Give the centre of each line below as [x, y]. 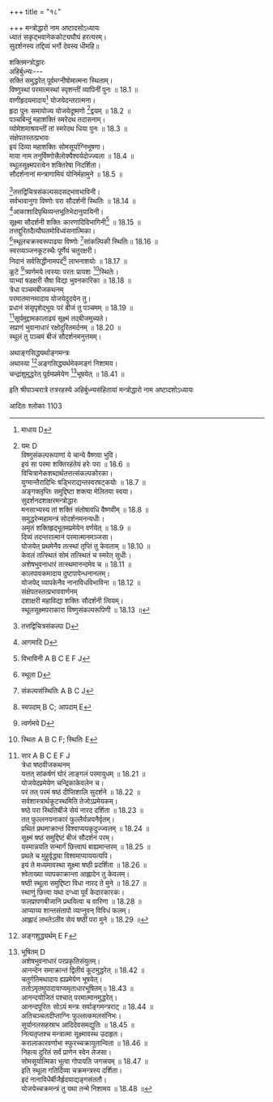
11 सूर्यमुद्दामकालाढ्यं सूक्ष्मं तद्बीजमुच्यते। [59, 317]
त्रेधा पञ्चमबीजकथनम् [36, 290]
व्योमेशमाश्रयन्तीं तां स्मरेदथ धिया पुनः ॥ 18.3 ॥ [68, 129]
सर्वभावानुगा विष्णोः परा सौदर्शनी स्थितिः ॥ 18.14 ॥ [73, 201]
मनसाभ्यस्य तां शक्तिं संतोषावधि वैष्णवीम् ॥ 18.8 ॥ [85, 510]
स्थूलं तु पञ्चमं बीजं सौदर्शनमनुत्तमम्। [55, 336]
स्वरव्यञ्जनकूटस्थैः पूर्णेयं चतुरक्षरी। [53, 250]
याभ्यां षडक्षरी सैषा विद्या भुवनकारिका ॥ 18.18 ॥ [70, 281]
